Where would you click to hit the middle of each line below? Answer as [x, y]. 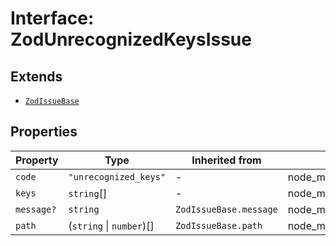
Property [37, 160]
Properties [44, 132]
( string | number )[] [111, 225]
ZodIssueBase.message [226, 209]
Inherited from [226, 160]
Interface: [52, 18]
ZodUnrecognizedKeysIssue [131, 39]
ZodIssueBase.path [219, 225]
